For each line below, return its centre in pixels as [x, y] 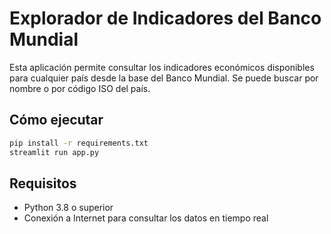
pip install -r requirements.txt [79, 143]
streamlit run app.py [54, 152]
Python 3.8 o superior [68, 208]
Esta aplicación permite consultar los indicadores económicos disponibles [162, 67]
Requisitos [43, 183]
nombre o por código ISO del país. [80, 88]
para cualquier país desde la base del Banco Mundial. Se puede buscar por [164, 78]
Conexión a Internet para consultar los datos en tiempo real [146, 218]
